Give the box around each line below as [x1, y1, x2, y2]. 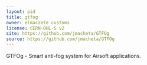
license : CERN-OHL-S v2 [6, 25, 65, 31]
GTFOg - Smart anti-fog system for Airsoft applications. [6, 53, 142, 59]
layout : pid [6, 8, 35, 15]
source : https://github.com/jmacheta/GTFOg [6, 36, 115, 42]
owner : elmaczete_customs [6, 19, 70, 25]
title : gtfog [6, 14, 38, 20]
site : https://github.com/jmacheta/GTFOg [6, 31, 110, 37]
